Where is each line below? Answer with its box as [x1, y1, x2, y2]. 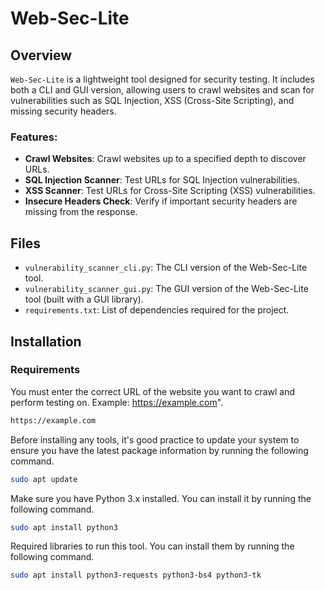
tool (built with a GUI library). [24, 293, 144, 306]
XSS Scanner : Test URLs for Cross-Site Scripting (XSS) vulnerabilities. [24, 185, 316, 197]
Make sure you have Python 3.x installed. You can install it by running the [10, 492, 312, 504]
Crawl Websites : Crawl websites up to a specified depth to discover [24, 153, 307, 165]
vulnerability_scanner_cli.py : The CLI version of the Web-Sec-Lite [24, 262, 308, 274]
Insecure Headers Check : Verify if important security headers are [24, 195, 298, 207]
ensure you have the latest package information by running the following [10, 444, 309, 456]
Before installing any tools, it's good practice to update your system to [10, 433, 300, 446]
